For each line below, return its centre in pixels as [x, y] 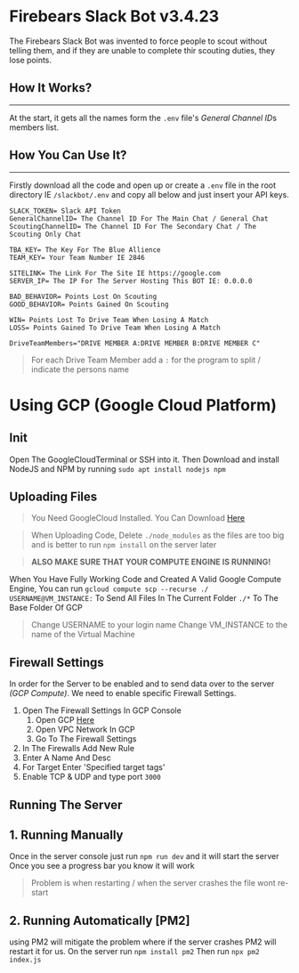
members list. [34, 127]
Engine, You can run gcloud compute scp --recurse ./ [109, 588]
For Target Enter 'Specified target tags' [93, 767]
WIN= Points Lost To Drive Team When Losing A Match [109, 320]
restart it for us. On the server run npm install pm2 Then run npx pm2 [134, 952]
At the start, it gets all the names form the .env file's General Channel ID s [143, 118]
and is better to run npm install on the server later [124, 545]
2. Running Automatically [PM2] [100, 920]
